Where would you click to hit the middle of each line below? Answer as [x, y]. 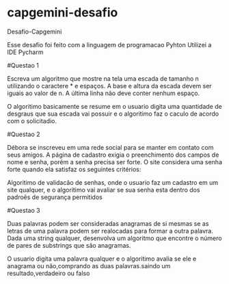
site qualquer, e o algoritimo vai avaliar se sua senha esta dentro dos [104, 190]
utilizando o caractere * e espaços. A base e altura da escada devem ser [109, 86]
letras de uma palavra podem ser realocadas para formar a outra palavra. [110, 231]
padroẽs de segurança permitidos [55, 197]
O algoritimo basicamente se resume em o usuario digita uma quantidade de [114, 106]
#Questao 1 [23, 65]
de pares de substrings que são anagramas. [69, 245]
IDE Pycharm [25, 52]
